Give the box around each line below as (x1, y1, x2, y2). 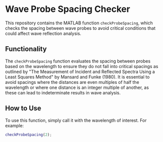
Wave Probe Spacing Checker (5, 3, 130, 15)
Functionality (5, 45, 47, 53)
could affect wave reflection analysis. (5, 30, 82, 36)
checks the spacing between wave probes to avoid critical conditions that (5, 25, 156, 31)
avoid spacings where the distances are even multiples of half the (5, 79, 140, 85)
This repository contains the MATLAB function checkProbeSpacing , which (5, 20, 153, 26)
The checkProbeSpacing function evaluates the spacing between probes (5, 58, 151, 64)
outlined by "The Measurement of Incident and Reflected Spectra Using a (5, 69, 155, 74)
